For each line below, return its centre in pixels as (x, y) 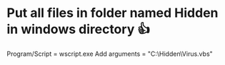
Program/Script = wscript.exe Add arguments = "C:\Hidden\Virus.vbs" (110, 54)
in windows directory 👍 (79, 29)
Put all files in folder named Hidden (112, 13)
